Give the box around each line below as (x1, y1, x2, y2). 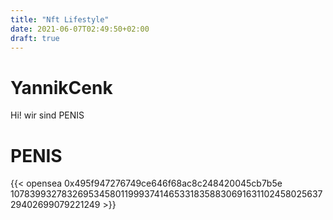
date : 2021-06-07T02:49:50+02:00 (10, 24, 150, 34)
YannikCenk (10, 76, 113, 99)
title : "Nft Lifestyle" (10, 14, 110, 25)
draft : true (10, 33, 60, 43)
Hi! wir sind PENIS (10, 109, 85, 121)
